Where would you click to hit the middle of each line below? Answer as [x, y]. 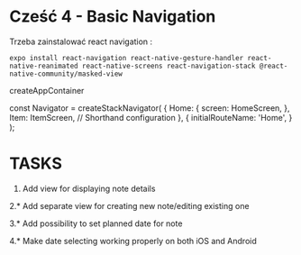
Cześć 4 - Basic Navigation [113, 17]
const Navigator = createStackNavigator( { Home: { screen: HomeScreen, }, [150, 108]
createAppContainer [47, 90]
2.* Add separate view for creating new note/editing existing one [129, 205]
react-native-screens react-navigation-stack [169, 66]
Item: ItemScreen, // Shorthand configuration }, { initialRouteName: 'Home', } [151, 117]
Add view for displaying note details [89, 188]
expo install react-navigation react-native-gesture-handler [127, 58]
